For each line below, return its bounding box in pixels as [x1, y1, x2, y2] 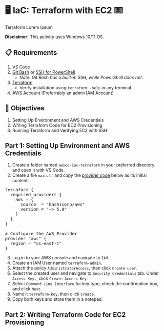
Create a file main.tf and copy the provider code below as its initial [12, 172, 147, 178]
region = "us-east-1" [10, 241, 62, 247]
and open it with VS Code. [12, 167, 65, 173]
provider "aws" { [5, 236, 46, 242]
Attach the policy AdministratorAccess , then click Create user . [12, 265, 138, 271]
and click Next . [12, 286, 42, 292]
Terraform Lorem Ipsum [5, 24, 53, 30]
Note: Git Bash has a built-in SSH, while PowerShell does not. [19, 74, 143, 80]
